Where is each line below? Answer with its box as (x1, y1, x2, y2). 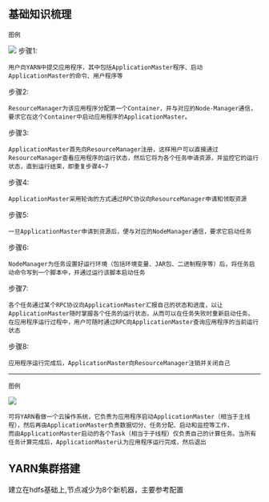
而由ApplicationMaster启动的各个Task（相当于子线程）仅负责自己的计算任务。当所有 (8, 429, 257, 438)
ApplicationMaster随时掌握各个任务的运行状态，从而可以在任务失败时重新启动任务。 (8, 309, 255, 318)
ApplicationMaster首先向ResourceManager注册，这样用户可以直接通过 (8, 145, 219, 154)
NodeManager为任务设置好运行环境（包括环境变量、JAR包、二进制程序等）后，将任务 (8, 259, 250, 268)
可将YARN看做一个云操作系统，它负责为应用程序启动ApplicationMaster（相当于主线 (8, 412, 251, 420)
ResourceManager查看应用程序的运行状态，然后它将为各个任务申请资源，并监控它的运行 (8, 154, 259, 162)
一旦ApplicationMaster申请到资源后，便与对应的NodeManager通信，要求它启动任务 (8, 227, 252, 235)
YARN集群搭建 (8, 462, 81, 476)
